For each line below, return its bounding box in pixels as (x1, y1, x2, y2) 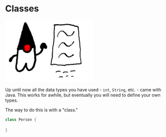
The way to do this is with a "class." (5, 107, 78, 113)
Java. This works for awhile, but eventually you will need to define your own (5, 92, 161, 98)
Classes (5, 3, 39, 14)
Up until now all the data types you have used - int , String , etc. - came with (5, 86, 162, 92)
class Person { (5, 117, 37, 122)
